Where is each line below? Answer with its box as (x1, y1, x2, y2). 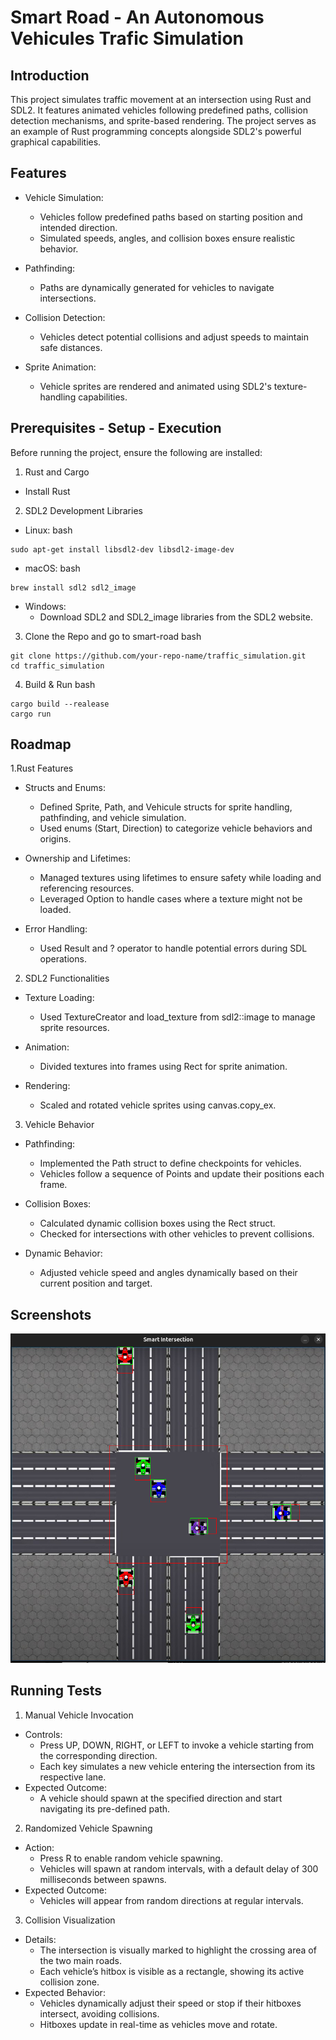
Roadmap (10, 736, 72, 753)
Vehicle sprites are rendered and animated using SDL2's (39, 380, 272, 392)
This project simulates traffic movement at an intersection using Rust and (10, 94, 312, 105)
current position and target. (39, 1277, 153, 1290)
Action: (24, 1841, 55, 1853)
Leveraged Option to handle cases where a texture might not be (39, 893, 303, 905)
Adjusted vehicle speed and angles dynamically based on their (39, 1267, 298, 1279)
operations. (39, 953, 87, 965)
